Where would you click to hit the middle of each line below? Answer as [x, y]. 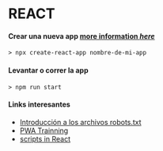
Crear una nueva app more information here [82, 36]
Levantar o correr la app [48, 70]
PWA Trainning [44, 130]
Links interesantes [40, 104]
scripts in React [45, 138]
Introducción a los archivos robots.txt [80, 122]
